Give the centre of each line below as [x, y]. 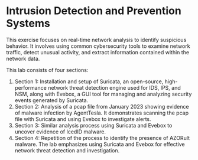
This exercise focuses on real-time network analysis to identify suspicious [96, 40]
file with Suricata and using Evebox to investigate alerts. [83, 119]
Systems [28, 23]
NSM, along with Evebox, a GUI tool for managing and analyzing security [103, 94]
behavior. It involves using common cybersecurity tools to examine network [98, 46]
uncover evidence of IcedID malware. [60, 132]
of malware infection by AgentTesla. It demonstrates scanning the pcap [102, 113]
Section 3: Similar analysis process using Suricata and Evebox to [93, 125]
